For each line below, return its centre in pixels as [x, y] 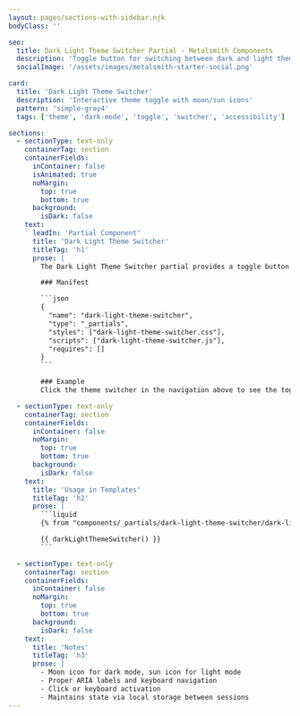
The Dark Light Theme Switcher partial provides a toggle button [165, 266]
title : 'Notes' [60, 647]
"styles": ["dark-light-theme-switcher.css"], [137, 332]
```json [55, 299]
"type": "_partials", [88, 324]
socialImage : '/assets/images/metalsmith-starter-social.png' [135, 67]
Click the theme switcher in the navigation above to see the [159, 390]
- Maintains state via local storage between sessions [145, 697]
